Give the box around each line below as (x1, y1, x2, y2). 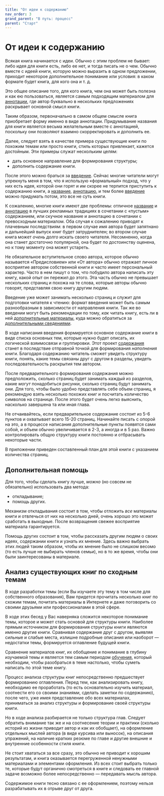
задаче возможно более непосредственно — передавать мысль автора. (5, 771, 157, 776)
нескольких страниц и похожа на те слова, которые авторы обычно (5, 280, 147, 286)
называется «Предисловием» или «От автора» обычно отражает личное (5, 259, 158, 265)
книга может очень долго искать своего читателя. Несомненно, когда (5, 234, 152, 240)
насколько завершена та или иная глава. (5, 401, 90, 408)
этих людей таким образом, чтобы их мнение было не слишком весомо (5, 544, 156, 549)
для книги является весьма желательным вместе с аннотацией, (5, 124, 140, 129)
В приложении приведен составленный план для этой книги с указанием (5, 446, 159, 452)
